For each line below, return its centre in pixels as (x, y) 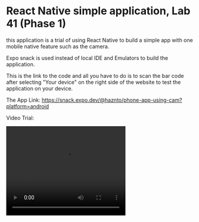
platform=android (28, 106)
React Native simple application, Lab (98, 11)
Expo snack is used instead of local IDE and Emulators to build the (87, 58)
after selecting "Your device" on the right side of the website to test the (94, 82)
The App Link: (23, 100)
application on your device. (40, 88)
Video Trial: (20, 118)
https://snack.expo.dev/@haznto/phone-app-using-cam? (112, 100)
